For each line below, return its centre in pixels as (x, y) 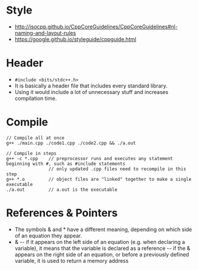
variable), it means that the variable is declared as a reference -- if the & (103, 248)
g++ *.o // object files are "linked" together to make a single (99, 179)
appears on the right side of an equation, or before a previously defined (102, 254)
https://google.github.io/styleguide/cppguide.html (75, 39)
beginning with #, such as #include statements (66, 164)
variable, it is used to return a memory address (72, 261)
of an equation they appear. (48, 235)
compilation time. (36, 98)
